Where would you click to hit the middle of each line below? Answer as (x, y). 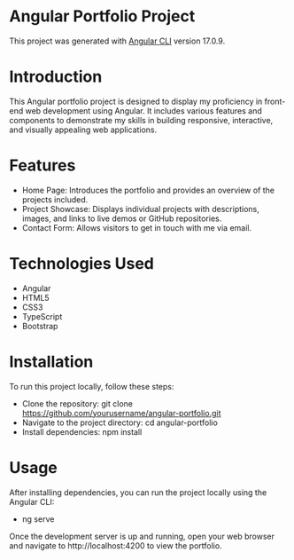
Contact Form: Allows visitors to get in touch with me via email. (137, 227)
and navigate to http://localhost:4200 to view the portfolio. (116, 545)
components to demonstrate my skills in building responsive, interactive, (141, 120)
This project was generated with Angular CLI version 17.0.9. (117, 41)
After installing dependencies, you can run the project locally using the (138, 492)
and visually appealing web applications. (83, 130)
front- (275, 101)
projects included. (55, 199)
